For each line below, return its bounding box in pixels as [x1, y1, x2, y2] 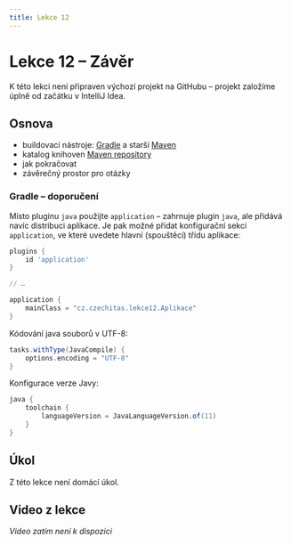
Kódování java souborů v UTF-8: [9, 328, 129, 338]
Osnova [9, 116, 53, 131]
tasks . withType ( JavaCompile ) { [9, 345, 125, 354]
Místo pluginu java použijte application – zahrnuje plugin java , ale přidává [9, 210, 283, 221]
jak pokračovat [21, 159, 77, 169]
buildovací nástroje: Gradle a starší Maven [21, 140, 176, 150]
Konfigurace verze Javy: [9, 378, 100, 388]
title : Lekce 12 [9, 12, 69, 22]
